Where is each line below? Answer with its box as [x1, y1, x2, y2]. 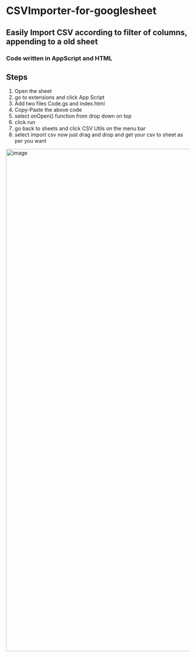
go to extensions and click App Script [14, 94, 105, 101]
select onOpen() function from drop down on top [14, 112, 132, 119]
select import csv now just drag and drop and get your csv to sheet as [14, 131, 184, 138]
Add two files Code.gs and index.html [14, 100, 105, 107]
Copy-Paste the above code [14, 107, 82, 114]
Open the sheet [14, 88, 52, 95]
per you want [14, 138, 47, 145]
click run [14, 119, 36, 126]
